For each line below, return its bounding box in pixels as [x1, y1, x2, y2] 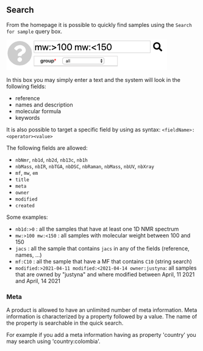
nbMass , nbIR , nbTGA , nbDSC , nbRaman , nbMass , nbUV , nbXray [15, 162, 154, 170]
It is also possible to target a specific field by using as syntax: [6, 125, 161, 133]
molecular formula [15, 107, 62, 115]
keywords [15, 114, 40, 121]
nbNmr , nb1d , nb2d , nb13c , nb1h [15, 156, 88, 163]
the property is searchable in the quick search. [6, 319, 124, 327]
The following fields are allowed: [6, 144, 88, 152]
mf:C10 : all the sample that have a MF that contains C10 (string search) [15, 257, 192, 265]
